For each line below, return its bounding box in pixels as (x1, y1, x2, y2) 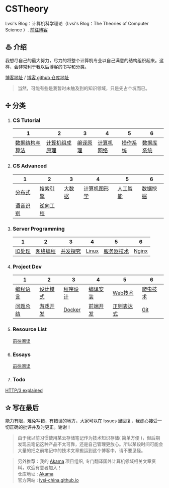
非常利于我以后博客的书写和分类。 (18, 64, 89, 70)
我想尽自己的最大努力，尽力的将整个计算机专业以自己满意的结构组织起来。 (5, 57, 159, 63)
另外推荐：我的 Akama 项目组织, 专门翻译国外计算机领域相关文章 (17, 458, 152, 464)
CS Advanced (12, 162, 47, 169)
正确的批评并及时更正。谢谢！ (9, 424, 71, 430)
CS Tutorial (12, 117, 41, 124)
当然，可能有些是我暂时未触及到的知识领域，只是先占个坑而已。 (17, 85, 150, 91)
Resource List (12, 326, 47, 333)
